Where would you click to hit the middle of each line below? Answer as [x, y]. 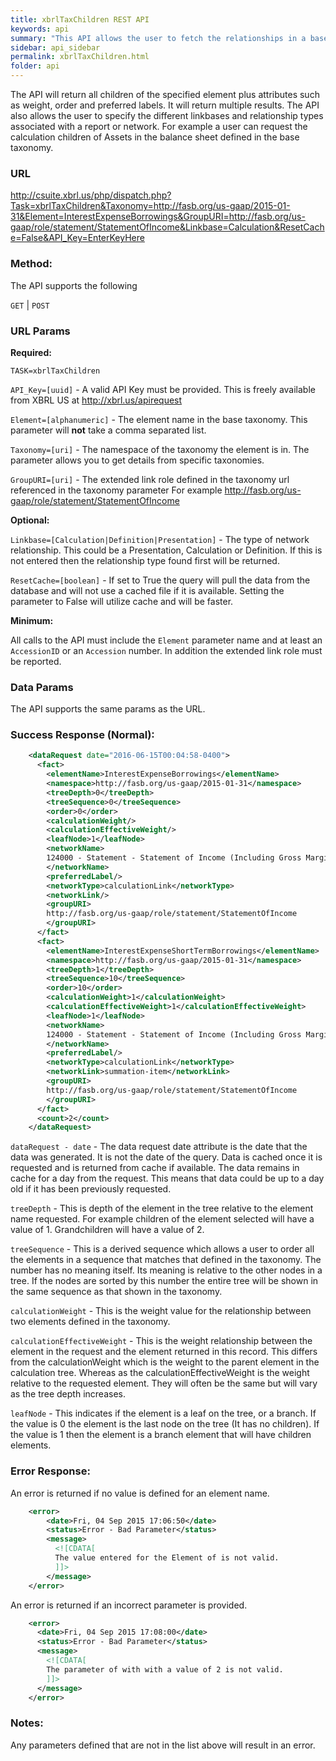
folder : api [35, 66]
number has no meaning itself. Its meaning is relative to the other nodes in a [166, 1270]
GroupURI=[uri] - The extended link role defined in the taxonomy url [150, 479]
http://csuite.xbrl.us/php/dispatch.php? [91, 195]
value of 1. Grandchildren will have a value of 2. [107, 1230]
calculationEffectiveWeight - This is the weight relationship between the [161, 1341]
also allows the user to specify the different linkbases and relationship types [167, 115]
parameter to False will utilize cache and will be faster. [122, 601]
